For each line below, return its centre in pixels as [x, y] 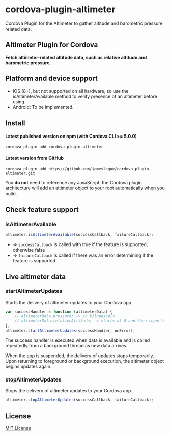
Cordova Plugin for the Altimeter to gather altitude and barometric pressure [84, 23]
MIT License [18, 428]
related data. [19, 29]
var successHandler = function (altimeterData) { [59, 312]
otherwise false [29, 250]
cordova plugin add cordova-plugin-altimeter [54, 147]
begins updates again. [29, 366]
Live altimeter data [36, 277]
